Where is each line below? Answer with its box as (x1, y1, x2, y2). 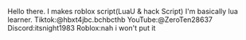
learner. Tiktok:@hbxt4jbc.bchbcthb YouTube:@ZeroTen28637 (7, 15, 213, 24)
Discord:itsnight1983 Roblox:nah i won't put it (7, 24, 156, 32)
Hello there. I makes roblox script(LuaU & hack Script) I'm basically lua (7, 7, 238, 16)
